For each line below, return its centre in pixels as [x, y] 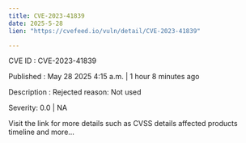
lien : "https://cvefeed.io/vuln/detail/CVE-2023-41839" [104, 31]
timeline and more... [42, 132]
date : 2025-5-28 [36, 23]
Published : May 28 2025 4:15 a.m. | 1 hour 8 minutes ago [104, 77]
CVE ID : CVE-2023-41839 [53, 61]
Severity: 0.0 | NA [38, 108]
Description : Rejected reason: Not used [75, 92]
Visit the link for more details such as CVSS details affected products [123, 124]
